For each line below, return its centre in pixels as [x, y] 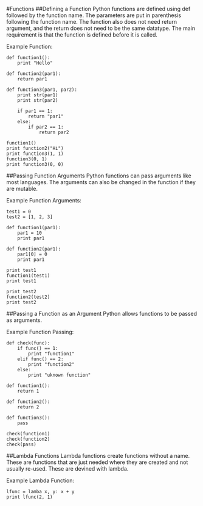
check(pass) [21, 444]
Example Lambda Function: [40, 480]
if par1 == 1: [35, 111]
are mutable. [22, 189]
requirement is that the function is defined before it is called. [82, 35]
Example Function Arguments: [44, 200]
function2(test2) [28, 297]
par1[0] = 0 [32, 254]
